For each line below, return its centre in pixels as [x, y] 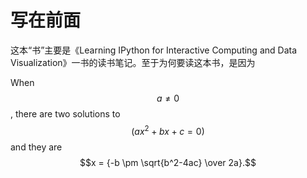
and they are [36, 147]
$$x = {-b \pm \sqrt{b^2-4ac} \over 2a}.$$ [168, 162]
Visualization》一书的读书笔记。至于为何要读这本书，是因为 [133, 62]
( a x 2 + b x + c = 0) [168, 130]
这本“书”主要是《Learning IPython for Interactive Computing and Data [154, 50]
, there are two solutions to [65, 113]
